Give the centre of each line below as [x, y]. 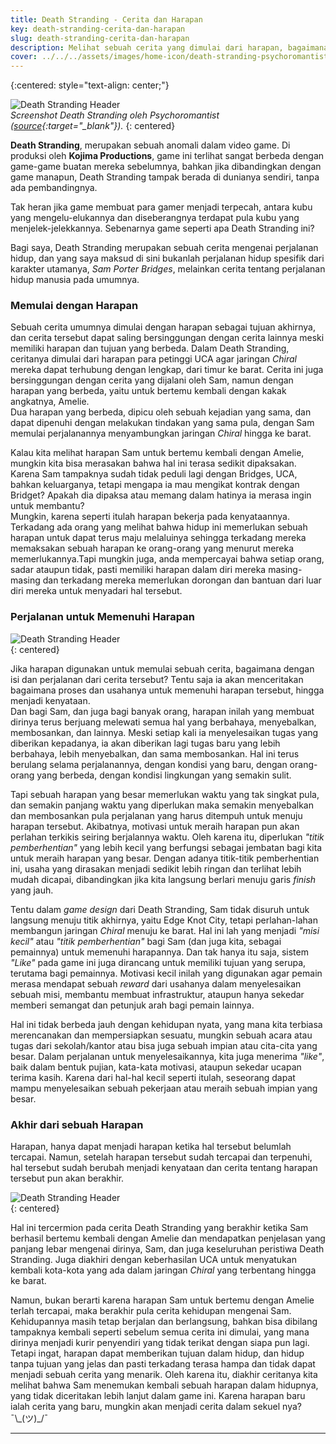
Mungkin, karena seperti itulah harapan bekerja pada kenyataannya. [150, 517]
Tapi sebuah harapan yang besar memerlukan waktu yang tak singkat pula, [165, 794]
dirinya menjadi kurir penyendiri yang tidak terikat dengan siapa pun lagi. [160, 1343]
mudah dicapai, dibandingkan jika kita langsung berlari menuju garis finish [163, 879]
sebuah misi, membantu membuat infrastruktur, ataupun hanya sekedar [157, 994]
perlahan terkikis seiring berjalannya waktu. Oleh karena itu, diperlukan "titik [167, 837]
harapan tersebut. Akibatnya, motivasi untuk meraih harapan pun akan [155, 826]
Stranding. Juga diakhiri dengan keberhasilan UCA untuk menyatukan [153, 1260]
